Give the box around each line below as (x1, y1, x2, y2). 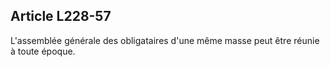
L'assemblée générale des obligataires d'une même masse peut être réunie (10, 34, 320, 46)
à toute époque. (10, 45, 76, 57)
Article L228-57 (10, 8, 112, 25)
